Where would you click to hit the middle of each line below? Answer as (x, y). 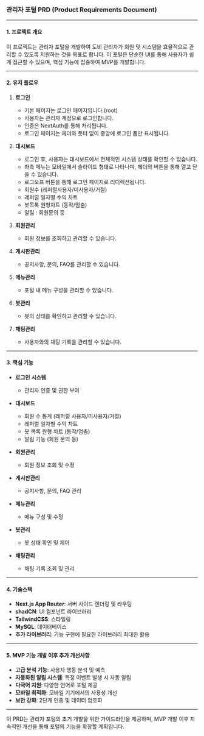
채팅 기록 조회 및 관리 (49, 568)
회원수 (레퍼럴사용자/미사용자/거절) (66, 189)
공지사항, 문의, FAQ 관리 (53, 490)
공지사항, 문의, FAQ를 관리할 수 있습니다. (72, 264)
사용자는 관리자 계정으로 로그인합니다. (69, 118)
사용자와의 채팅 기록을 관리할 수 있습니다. (73, 342)
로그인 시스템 (31, 377)
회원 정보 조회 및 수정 (49, 465)
